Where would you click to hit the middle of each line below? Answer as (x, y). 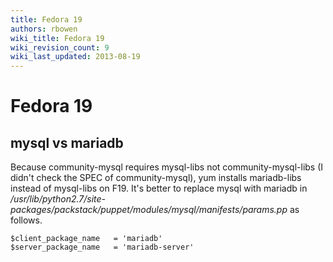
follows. (26, 220)
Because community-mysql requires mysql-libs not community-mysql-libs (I (167, 167)
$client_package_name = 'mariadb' (86, 239)
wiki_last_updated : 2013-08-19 (75, 57)
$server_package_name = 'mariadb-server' (102, 247)
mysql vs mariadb (67, 142)
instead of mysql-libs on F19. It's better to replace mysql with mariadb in (159, 188)
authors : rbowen (44, 29)
